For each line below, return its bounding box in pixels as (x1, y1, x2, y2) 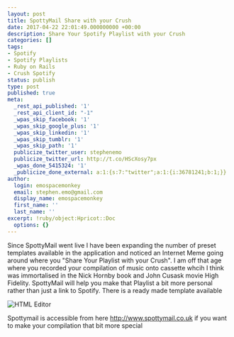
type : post (7, 83, 40, 90)
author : (7, 175, 30, 182)
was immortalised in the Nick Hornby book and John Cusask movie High (7, 271, 219, 280)
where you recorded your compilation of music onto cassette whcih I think (7, 263, 225, 272)
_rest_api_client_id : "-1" (13, 109, 94, 116)
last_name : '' (13, 209, 55, 216)
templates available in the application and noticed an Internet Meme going (7, 248, 224, 257)
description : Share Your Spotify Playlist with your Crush (7, 30, 186, 38)
